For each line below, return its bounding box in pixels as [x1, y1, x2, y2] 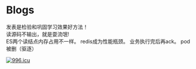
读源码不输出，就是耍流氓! [6, 30, 70, 38]
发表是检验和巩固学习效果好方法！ [6, 23, 88, 30]
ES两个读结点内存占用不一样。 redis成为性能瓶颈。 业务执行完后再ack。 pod [6, 38, 190, 45]
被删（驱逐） [6, 45, 37, 52]
